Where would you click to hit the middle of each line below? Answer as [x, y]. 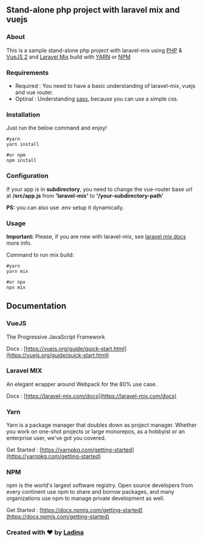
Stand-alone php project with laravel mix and [93, 10]
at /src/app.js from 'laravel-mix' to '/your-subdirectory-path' [85, 195]
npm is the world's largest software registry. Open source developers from [100, 485]
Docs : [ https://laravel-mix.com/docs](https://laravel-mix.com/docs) [91, 396]
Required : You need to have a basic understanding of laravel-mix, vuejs [105, 85]
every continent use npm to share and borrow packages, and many [90, 492]
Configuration [27, 176]
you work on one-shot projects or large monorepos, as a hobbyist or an [96, 432]
